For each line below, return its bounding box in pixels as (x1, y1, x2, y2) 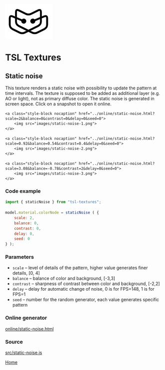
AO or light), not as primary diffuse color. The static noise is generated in (5, 96, 155, 101)
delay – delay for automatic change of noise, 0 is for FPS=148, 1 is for (12, 286, 155, 292)
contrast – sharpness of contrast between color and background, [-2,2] (12, 281, 161, 287)
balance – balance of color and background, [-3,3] (12, 276, 116, 282)
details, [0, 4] (12, 270, 40, 276)
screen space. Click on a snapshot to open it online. (5, 101, 112, 107)
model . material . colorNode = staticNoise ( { (5, 210, 99, 215)
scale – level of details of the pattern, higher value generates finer (12, 265, 148, 271)
